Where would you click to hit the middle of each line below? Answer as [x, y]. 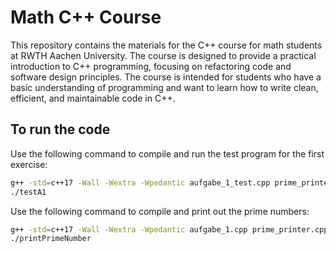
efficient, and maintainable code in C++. [93, 98]
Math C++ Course [86, 17]
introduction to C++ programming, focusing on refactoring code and [151, 66]
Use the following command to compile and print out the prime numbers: [160, 211]
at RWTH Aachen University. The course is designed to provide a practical [163, 55]
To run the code [60, 129]
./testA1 [28, 192]
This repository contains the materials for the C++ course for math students [166, 45]
